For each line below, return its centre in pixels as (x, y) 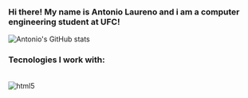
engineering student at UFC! (64, 22)
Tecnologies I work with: (57, 60)
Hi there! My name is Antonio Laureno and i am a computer (124, 12)
